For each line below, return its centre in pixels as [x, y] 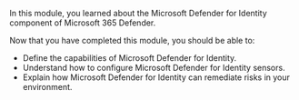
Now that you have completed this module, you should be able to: [132, 40]
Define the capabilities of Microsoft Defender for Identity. [130, 58]
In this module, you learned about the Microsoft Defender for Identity [139, 13]
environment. [47, 87]
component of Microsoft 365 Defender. [83, 23]
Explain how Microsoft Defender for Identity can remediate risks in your [156, 77]
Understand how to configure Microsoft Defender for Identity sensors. [154, 68]
